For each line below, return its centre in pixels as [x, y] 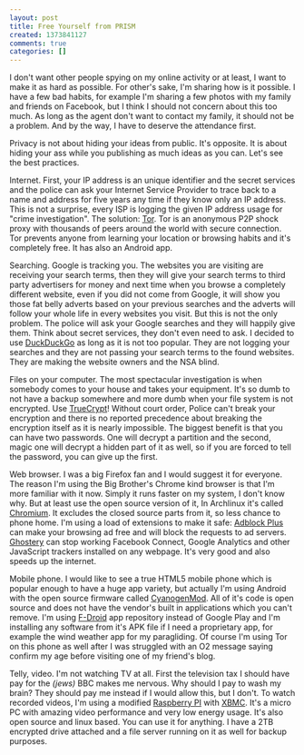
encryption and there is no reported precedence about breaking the [136, 418]
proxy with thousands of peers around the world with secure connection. [146, 229]
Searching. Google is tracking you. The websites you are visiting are [137, 265]
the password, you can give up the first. [84, 457]
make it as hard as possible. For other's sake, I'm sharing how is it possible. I [152, 87]
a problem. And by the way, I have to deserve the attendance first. [133, 126]
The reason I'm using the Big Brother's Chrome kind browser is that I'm [142, 484]
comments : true [38, 43]
